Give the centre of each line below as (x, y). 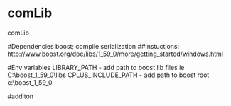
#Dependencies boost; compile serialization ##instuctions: (93, 46)
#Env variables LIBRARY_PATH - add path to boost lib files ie (96, 67)
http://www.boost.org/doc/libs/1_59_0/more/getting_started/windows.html (116, 54)
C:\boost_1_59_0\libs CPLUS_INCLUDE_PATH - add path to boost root (108, 75)
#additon (21, 96)
